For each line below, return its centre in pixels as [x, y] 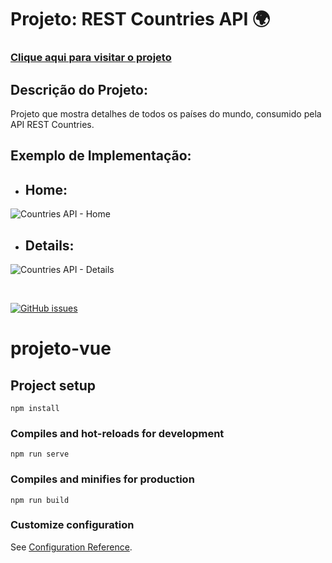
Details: [49, 245]
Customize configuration [72, 525]
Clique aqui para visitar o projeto [91, 58]
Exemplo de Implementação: [101, 156]
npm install [35, 408]
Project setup [53, 385]
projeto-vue [61, 348]
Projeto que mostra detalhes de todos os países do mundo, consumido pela [166, 113]
